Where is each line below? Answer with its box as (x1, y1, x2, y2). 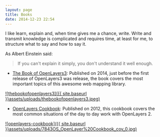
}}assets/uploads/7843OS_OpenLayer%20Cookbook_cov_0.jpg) (5, 126, 137, 132)
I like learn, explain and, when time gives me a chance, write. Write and (5, 31, 151, 37)
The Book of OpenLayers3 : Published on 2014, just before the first (12, 70, 149, 76)
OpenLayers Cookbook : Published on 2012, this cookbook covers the (12, 106, 155, 112)
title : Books (5, 12, 32, 17)
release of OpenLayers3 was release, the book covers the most (12, 76, 143, 82)
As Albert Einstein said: (5, 51, 53, 57)
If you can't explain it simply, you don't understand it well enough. (17, 61, 153, 67)
